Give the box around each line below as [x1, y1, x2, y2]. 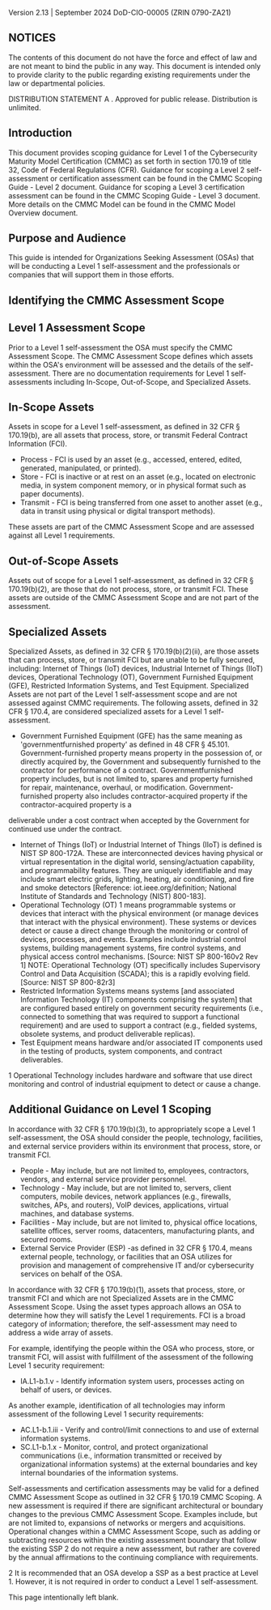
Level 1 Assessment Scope [8, 321, 146, 335]
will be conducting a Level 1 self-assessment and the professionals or [8, 262, 240, 271]
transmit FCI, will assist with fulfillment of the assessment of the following [8, 1352, 253, 1361]
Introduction [8, 126, 73, 140]
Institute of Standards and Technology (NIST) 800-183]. [19, 892, 206, 901]
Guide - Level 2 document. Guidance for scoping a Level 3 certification [8, 182, 245, 192]
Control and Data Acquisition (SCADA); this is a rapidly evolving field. [19, 969, 251, 979]
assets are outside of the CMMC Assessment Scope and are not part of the [8, 593, 259, 603]
